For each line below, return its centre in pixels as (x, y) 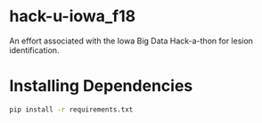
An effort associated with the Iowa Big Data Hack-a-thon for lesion (131, 41)
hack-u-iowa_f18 (73, 16)
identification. (34, 50)
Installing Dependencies (101, 86)
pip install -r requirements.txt (71, 109)
